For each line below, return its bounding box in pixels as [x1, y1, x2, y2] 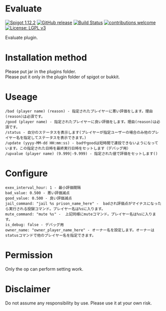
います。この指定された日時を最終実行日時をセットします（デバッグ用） [5, 146, 131, 151]
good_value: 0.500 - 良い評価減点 [5, 196, 72, 201]
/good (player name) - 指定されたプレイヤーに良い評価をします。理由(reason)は [5, 119, 157, 124]
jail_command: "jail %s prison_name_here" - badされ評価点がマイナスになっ [5, 201, 158, 206]
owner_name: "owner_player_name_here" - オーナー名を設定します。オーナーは [5, 228, 155, 233]
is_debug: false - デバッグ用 [5, 222, 64, 227]
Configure [5, 168, 48, 179]
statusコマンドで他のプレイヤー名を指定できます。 [5, 233, 96, 238]
